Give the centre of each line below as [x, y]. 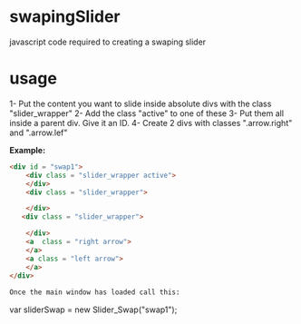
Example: [28, 150]
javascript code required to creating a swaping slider [108, 42]
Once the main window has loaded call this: [95, 292]
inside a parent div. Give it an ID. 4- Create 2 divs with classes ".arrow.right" [151, 123]
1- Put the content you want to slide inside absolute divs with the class [141, 103]
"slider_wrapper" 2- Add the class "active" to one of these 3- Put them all [146, 113]
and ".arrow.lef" [39, 133]
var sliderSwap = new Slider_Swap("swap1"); [93, 309]
